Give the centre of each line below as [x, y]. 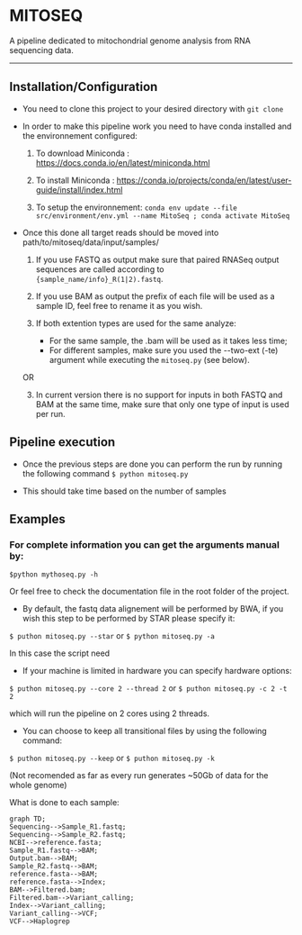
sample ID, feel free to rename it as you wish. [119, 305]
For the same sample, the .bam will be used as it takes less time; [168, 340]
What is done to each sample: [64, 803]
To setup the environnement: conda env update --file [137, 207]
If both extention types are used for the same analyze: [136, 323]
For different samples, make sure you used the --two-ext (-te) [164, 350]
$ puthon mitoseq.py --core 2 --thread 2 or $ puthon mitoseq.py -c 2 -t [148, 688]
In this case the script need [60, 653]
